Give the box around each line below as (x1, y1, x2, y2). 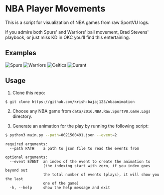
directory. (12, 113, 32, 119)
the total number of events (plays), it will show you (43, 172, 160, 177)
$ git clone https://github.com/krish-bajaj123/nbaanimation (5, 99, 135, 104)
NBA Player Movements (5, 3, 106, 14)
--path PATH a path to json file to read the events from (9, 146, 140, 151)
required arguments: (5, 142, 48, 147)
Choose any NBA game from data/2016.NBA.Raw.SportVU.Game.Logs (12, 108, 151, 114)
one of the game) (43, 181, 79, 186)
